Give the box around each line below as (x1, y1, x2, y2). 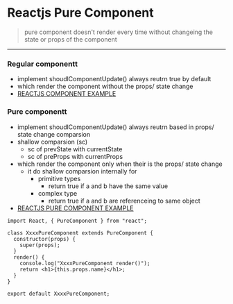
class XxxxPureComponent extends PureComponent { (7, 229, 154, 237)
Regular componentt (7, 59, 78, 69)
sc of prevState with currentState (27, 144, 123, 153)
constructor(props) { (13, 235, 76, 242)
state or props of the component (24, 35, 118, 43)
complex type (37, 189, 78, 197)
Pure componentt (7, 107, 67, 117)
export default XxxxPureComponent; (7, 290, 110, 297)
